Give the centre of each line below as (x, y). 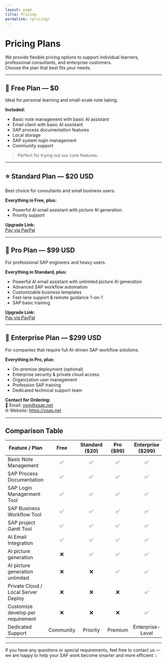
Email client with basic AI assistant (47, 125)
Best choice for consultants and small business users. (60, 190)
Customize (20, 606)
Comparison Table (34, 431)
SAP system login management (44, 141)
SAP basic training (31, 302)
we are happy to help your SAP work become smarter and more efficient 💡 (82, 656)
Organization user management (45, 379)
